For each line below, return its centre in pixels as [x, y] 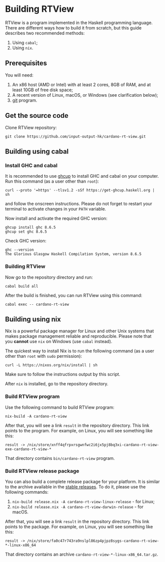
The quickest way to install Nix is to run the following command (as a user [80, 351]
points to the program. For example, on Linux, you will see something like [79, 430]
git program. [25, 100]
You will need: [19, 75]
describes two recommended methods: [45, 33]
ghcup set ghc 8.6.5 [26, 232]
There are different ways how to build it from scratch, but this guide [73, 27]
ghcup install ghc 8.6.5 [30, 227]
